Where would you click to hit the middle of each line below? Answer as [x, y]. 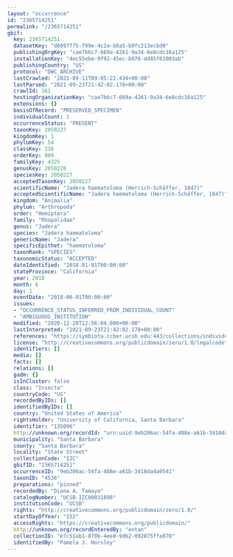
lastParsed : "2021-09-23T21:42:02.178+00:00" [80, 85]
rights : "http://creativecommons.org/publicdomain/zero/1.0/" [105, 511]
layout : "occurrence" [38, 14]
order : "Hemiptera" [42, 214]
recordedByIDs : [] [40, 401]
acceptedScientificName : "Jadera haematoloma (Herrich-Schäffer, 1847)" [121, 194]
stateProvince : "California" [55, 271]
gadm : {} [26, 375]
